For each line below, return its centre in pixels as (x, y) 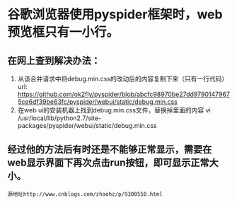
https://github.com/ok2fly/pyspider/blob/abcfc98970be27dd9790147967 (123, 94)
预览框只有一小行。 (63, 32)
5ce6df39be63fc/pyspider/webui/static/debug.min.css (98, 102)
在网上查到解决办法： (54, 60)
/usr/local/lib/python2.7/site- (59, 118)
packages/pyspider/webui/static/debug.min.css (87, 125)
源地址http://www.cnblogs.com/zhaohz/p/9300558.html (85, 194)
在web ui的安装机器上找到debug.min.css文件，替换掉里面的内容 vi (114, 110)
